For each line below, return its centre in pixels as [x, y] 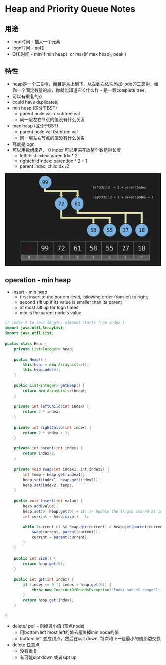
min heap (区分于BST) [35, 108]
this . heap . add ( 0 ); [42, 370]
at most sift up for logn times [49, 308]
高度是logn [23, 144]
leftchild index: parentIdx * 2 [48, 155]
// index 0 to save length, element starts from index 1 [65, 323]
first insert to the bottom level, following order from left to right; [84, 297]
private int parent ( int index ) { [48, 448]
